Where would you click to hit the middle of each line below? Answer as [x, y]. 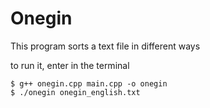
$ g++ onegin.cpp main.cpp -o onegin [89, 83]
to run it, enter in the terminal [70, 65]
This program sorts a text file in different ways [105, 46]
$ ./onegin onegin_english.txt [75, 92]
